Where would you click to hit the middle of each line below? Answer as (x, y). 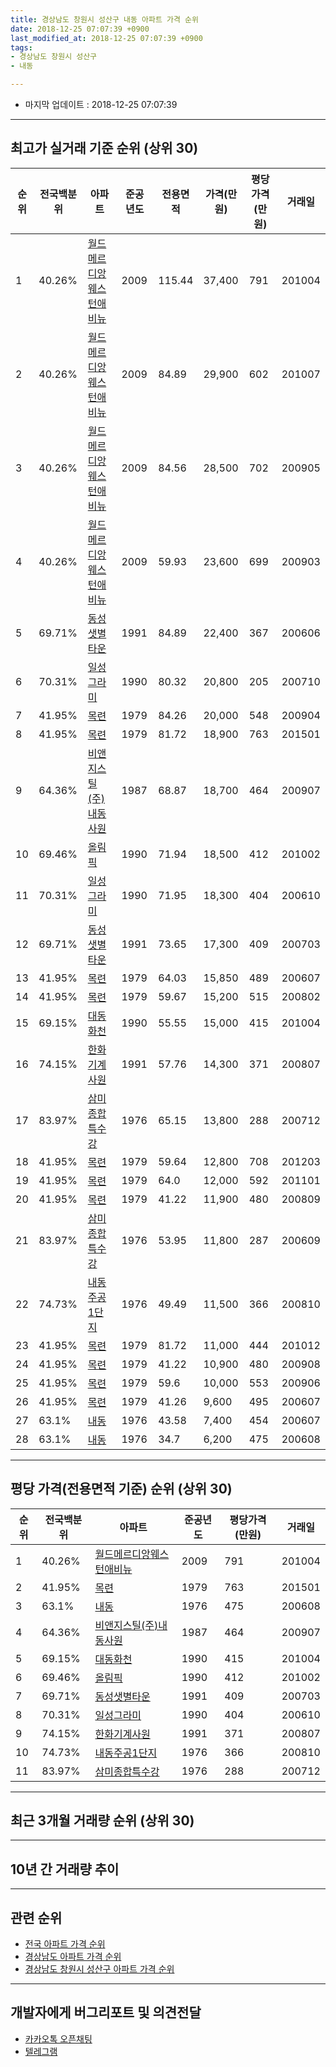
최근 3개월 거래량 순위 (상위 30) (102, 1821)
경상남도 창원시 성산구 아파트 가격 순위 (99, 1969)
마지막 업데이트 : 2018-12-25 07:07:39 (101, 104)
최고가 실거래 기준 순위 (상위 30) (104, 148)
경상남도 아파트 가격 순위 (73, 1957)
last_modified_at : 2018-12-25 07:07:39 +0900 (106, 38)
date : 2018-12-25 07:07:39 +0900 (80, 29)
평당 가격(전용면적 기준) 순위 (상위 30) (121, 1489)
